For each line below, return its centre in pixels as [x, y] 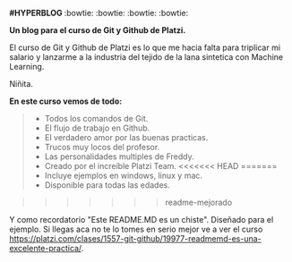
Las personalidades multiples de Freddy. [119, 156]
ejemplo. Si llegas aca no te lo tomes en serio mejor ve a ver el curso [136, 229]
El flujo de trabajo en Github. [97, 128]
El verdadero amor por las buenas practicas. [126, 137]
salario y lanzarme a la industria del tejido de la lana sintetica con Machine [146, 57]
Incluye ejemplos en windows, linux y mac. [124, 175]
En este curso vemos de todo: [66, 101]
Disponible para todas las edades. [107, 185]
